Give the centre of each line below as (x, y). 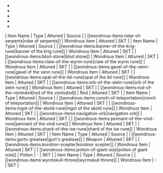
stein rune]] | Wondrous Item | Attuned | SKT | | (52, 87)
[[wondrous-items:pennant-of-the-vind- (114, 118)
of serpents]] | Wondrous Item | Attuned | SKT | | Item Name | (96, 41)
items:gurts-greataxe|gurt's (33, 139)
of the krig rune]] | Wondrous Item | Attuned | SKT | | (83, 51)
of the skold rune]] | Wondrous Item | (115, 108)
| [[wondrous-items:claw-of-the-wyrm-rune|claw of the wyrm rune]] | (75, 62)
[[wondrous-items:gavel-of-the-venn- (112, 67)
